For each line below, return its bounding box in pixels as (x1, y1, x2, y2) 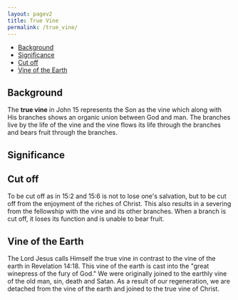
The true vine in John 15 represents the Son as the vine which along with (7, 105, 222, 114)
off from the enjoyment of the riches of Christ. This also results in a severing (7, 200, 232, 208)
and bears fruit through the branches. (7, 128, 118, 137)
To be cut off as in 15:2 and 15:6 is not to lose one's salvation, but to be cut (7, 192, 227, 200)
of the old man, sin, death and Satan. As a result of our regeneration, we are (7, 277, 230, 286)
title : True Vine (7, 17, 59, 24)
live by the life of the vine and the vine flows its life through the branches (7, 120, 221, 129)
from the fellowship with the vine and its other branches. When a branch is (7, 207, 227, 216)
